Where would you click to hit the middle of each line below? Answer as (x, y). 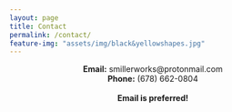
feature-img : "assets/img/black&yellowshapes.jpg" (107, 43)
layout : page (34, 18)
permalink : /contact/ (50, 35)
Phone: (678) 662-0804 (153, 79)
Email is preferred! (153, 98)
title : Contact (38, 26)
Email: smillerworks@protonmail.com (153, 69)
